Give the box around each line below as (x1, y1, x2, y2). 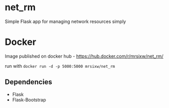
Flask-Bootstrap (12, 96, 47, 103)
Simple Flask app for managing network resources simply (5, 18, 126, 24)
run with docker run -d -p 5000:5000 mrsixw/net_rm (5, 63, 115, 69)
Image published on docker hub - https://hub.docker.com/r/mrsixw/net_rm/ (5, 53, 164, 59)
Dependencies (5, 78, 52, 87)
